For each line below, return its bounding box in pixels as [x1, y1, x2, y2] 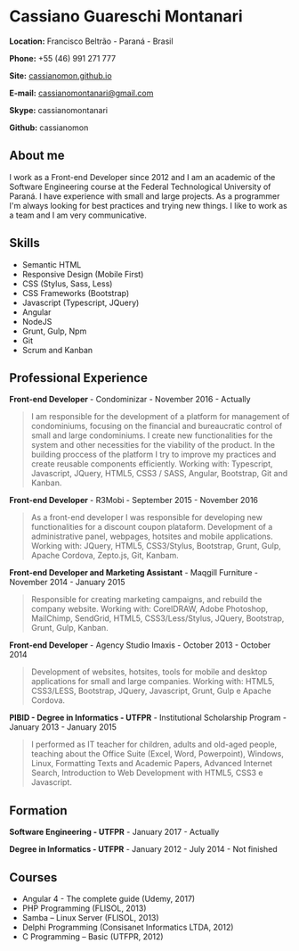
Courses [9, 870, 58, 885]
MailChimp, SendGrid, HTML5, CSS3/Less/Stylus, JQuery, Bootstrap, [30, 613, 285, 624]
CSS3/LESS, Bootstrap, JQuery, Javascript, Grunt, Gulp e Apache [30, 685, 271, 697]
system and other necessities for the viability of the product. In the [30, 440, 276, 451]
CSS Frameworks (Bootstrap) [21, 287, 130, 298]
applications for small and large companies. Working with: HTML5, [30, 676, 275, 687]
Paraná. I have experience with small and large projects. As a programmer [9, 190, 280, 202]
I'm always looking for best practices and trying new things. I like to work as [9, 200, 287, 211]
